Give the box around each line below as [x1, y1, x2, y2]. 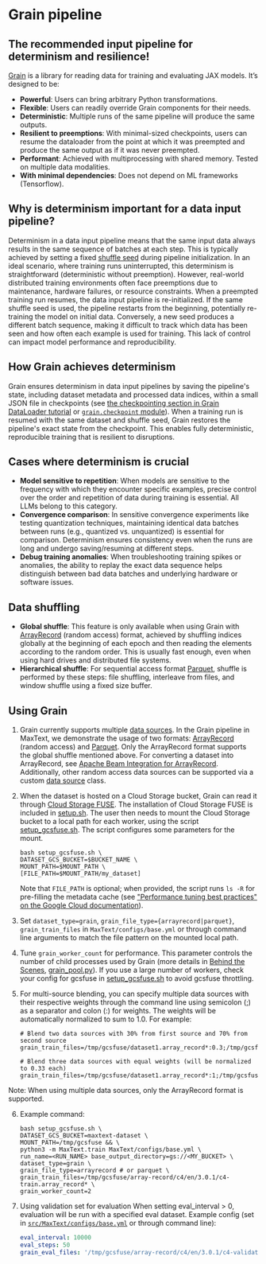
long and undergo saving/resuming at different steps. [19, 543, 195, 554]
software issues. [19, 578, 74, 587]
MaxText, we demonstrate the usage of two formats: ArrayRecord [19, 733, 234, 743]
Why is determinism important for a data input [8, 202, 241, 216]
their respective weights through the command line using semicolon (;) [19, 998, 252, 1007]
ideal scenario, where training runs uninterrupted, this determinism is [8, 261, 234, 270]
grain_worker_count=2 [19, 1188, 91, 1196]
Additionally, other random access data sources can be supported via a [19, 768, 254, 777]
